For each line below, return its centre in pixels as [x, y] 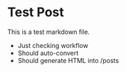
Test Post [36, 12]
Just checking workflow [53, 45]
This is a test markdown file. [49, 32]
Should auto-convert [48, 53]
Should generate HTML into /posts [68, 60]
